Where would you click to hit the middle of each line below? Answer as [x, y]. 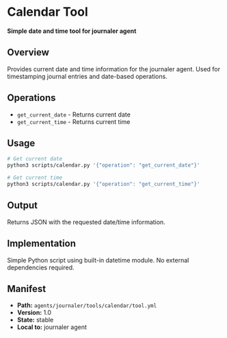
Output [22, 205]
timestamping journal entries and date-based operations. [87, 76]
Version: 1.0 [34, 313]
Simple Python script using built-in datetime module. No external [98, 260]
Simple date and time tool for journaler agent [72, 31]
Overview [28, 52]
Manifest [27, 289]
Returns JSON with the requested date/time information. [86, 222]
